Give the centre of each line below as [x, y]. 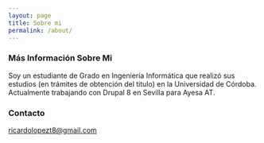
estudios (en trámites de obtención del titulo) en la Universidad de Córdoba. [132, 83]
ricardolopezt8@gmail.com [52, 130]
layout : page [30, 15]
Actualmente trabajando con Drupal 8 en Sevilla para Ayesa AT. [112, 92]
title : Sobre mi [35, 23]
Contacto [27, 113]
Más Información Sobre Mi [60, 58]
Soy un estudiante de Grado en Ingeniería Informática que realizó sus [122, 75]
